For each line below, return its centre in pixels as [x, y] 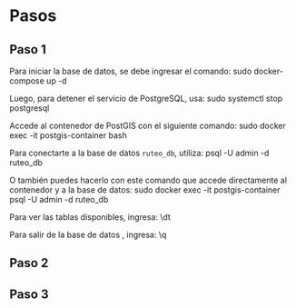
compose [27, 81]
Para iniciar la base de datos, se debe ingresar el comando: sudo [131, 71]
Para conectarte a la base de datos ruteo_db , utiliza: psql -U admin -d [139, 153]
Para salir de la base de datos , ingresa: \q [88, 234]
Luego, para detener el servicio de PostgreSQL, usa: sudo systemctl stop [146, 98]
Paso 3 [29, 294]
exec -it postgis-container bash [68, 135]
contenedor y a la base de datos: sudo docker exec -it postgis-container [145, 190]
